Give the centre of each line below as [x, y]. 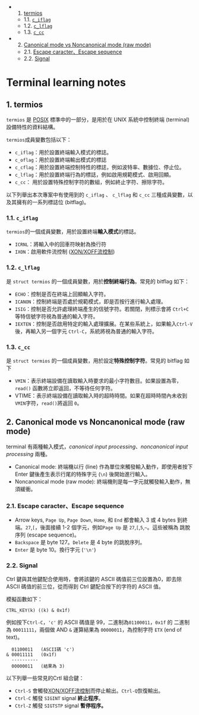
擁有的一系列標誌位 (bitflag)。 [53, 202]
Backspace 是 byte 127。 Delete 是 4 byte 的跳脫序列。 [80, 542]
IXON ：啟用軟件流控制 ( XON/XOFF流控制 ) [65, 252]
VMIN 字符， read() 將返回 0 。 [48, 403]
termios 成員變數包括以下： [39, 140]
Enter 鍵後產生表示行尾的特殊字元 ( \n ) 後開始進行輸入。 [83, 474]
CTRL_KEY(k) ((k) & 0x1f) [38, 611]
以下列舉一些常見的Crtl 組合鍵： [45, 678]
